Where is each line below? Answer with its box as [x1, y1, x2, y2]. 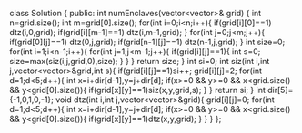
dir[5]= [267, 85, 294, 95]
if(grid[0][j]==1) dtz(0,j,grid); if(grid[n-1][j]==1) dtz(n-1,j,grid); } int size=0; [9, 36, 286, 47]
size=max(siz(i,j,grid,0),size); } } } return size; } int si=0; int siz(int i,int [9, 56, 270, 66]
